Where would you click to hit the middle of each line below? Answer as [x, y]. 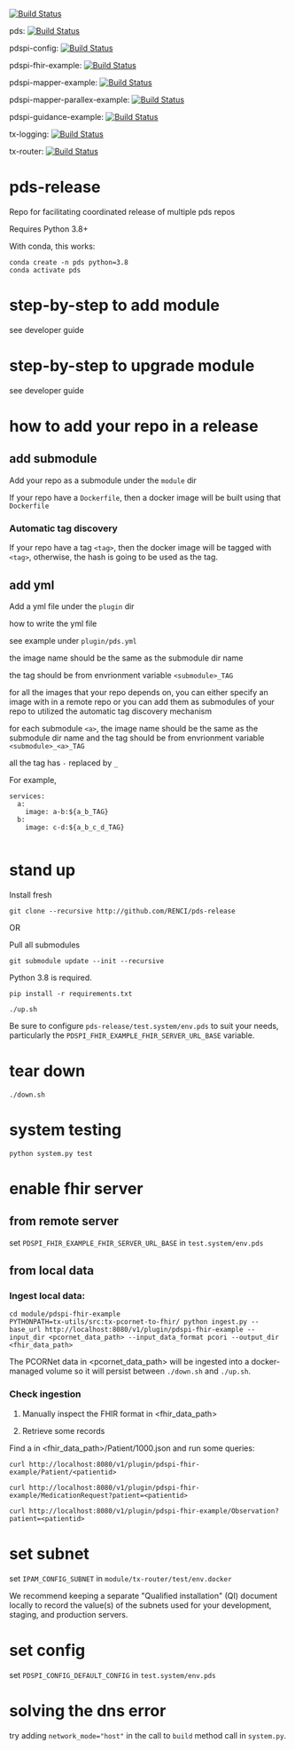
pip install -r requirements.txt [71, 994]
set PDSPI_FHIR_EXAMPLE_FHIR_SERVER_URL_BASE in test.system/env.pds [136, 1242]
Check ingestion [45, 1394]
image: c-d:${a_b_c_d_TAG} [75, 827]
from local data [52, 1271]
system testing [66, 1130]
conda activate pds [45, 270]
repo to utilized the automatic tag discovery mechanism [111, 711]
